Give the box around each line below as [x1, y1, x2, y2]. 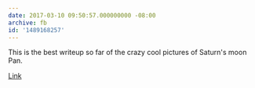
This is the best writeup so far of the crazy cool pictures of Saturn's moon [8, 48, 247, 57]
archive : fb [8, 19, 47, 27]
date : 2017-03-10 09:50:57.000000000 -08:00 [8, 11, 156, 20]
